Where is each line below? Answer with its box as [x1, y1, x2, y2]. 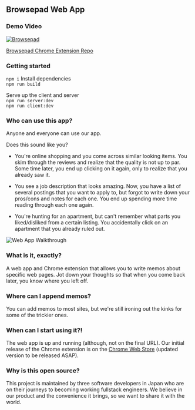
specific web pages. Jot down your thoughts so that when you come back [6, 271, 186, 278]
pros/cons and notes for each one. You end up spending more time [14, 195, 177, 202]
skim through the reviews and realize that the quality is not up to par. [14, 159, 181, 166]
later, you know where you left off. [6, 277, 89, 284]
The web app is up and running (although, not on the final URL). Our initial [6, 340, 185, 347]
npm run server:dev [6, 98, 54, 103]
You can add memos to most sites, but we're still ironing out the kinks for [6, 305, 182, 312]
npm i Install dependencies [6, 75, 72, 82]
